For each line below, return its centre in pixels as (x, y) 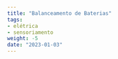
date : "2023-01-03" (35, 45)
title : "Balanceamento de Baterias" (59, 13)
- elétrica (23, 26)
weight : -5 (23, 39)
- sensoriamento (30, 32)
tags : (15, 20)
